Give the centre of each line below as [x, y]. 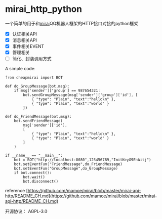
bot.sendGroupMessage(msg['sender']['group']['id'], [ [81, 95]
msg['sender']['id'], [45, 125]
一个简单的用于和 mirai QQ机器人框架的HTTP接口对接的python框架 [72, 23]
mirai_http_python [44, 9]
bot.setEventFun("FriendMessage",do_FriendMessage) [68, 164]
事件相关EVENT [28, 46]
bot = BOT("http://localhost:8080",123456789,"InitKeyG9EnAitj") [83, 160]
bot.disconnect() [40, 181]
